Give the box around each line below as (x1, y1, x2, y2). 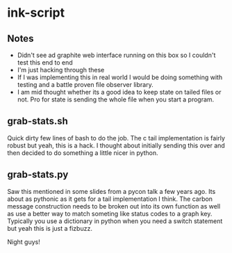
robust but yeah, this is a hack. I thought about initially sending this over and (7, 141, 226, 149)
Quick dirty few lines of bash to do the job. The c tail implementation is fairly (7, 133, 226, 142)
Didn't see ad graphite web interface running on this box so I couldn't (17, 51, 216, 59)
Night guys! (7, 238, 40, 246)
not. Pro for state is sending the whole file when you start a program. (17, 95, 215, 104)
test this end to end (17, 58, 73, 67)
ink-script (7, 5, 65, 21)
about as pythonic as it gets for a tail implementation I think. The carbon (7, 195, 213, 203)
